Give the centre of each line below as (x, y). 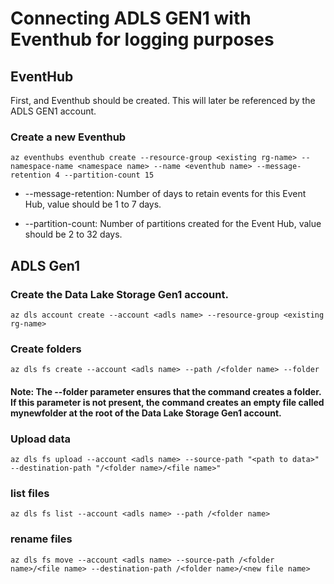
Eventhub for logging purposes (142, 39)
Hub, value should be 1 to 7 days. (93, 204)
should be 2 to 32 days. (73, 234)
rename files (41, 539)
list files (30, 494)
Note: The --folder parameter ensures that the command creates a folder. (166, 391)
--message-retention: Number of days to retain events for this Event (165, 194)
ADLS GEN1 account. (53, 111)
